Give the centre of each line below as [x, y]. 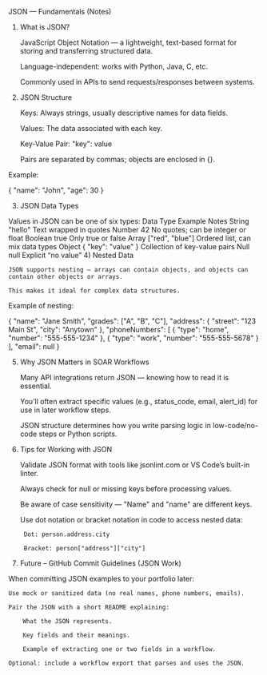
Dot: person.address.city [67, 534]
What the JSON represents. [68, 621]
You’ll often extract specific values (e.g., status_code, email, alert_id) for [139, 401]
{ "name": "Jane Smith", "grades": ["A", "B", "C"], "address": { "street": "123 [132, 321]
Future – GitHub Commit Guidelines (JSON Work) [100, 563]
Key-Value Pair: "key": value [66, 144]
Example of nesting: [41, 306]
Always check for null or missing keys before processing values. [126, 489]
